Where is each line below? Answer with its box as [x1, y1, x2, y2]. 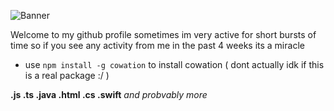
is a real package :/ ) [24, 70, 110, 81]
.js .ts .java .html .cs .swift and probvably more [10, 89, 208, 100]
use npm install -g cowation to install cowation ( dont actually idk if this [24, 59, 325, 70]
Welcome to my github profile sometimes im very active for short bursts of [10, 29, 317, 40]
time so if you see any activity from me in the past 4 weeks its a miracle [10, 40, 305, 51]
